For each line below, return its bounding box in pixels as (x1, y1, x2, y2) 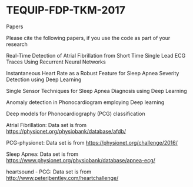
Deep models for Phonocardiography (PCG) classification (6, 110, 145, 117)
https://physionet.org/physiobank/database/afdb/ (6, 128, 127, 135)
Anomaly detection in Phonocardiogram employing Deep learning (6, 98, 165, 106)
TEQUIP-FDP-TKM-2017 (6, 4, 125, 17)
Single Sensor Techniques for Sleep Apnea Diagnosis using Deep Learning (6, 87, 187, 94)
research (6, 41, 28, 48)
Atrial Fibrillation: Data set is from (6, 121, 87, 128)
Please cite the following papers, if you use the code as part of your (6, 34, 171, 41)
